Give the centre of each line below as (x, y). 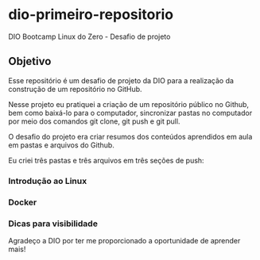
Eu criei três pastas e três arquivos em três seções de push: (106, 160)
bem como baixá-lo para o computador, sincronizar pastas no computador (130, 113)
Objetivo (30, 61)
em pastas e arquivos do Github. (62, 145)
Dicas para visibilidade (53, 224)
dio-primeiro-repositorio (91, 15)
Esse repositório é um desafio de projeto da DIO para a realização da (121, 80)
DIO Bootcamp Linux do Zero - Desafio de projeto (89, 36)
